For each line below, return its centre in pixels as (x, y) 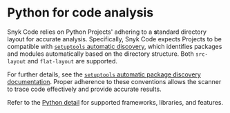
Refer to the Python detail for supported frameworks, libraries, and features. (115, 102)
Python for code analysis (80, 13)
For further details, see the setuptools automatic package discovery (104, 74)
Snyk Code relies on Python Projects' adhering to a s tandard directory (107, 32)
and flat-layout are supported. (73, 61)
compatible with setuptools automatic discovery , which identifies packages (115, 46)
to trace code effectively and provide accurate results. (84, 89)
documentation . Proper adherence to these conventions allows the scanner (114, 81)
